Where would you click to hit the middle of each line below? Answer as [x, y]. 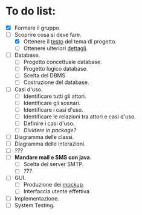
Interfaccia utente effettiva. [57, 191]
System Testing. [34, 205]
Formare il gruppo [37, 28]
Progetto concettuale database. [63, 62]
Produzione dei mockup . [54, 185]
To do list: [31, 11]
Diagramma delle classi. [44, 136]
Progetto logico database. [56, 69]
